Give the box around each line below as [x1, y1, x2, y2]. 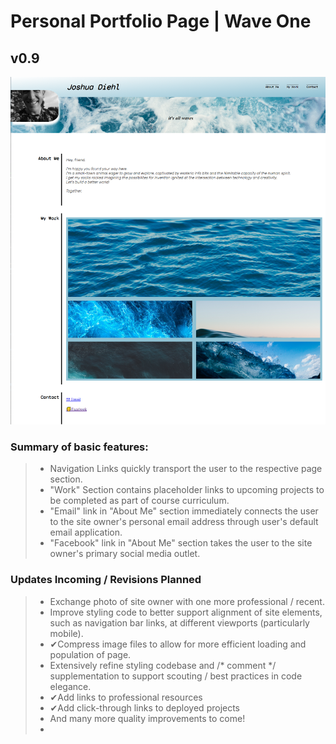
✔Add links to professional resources [49, 691, 203, 703]
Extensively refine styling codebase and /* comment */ [49, 659, 277, 671]
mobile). [49, 627, 84, 639]
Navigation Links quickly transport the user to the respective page [49, 463, 323, 475]
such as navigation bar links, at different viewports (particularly [49, 616, 310, 629]
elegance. [49, 680, 92, 692]
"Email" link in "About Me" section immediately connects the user [49, 505, 319, 517]
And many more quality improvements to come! [49, 712, 246, 724]
